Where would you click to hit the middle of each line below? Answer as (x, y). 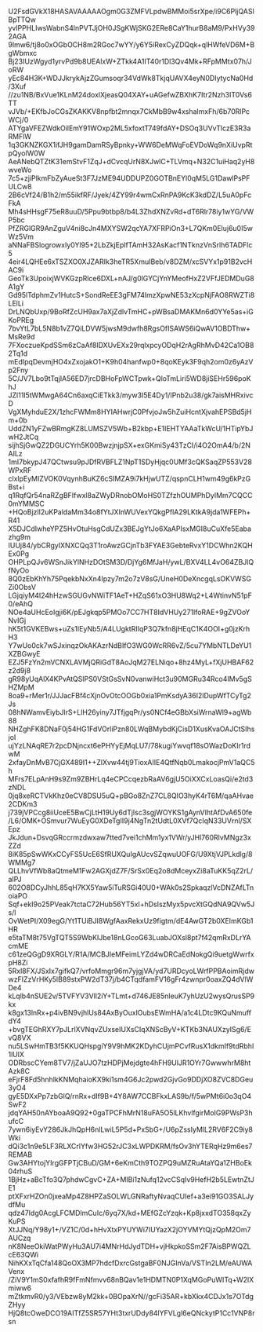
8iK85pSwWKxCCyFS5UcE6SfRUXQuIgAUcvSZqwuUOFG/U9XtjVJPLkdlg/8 (130, 854)
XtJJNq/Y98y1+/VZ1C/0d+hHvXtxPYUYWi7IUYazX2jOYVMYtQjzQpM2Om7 (130, 1230)
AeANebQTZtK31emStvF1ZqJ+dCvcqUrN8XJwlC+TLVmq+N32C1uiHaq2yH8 (131, 161)
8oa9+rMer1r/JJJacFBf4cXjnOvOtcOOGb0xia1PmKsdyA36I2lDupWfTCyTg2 (130, 695)
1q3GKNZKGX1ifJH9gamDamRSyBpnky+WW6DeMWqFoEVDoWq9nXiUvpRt (130, 145)
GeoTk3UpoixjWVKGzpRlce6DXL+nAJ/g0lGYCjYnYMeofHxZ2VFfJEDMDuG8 (131, 278)
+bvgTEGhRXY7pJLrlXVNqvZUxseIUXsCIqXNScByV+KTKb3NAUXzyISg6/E (130, 1029)
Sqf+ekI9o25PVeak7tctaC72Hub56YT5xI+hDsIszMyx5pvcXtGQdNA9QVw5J (131, 904)
